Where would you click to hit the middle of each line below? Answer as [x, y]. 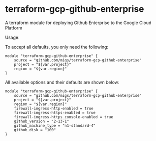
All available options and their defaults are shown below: [62, 82]
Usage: [12, 37]
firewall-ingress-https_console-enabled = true [63, 117]
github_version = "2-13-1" [42, 121]
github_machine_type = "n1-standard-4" [55, 126]
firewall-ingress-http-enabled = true [54, 108]
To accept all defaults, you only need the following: [57, 47]
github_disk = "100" [35, 130]
